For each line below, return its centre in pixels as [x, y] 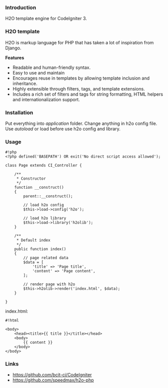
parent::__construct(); [48, 196]
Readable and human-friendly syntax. [52, 67]
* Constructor [31, 179]
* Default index [33, 241]
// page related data [46, 258]
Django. [13, 48]
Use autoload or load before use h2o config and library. [63, 129]
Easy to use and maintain [38, 72]
